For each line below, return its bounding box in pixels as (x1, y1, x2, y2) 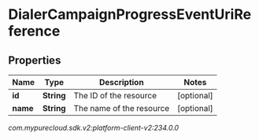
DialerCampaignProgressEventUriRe (8, 6, 252, 24)
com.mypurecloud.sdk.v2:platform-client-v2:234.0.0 (8, 123, 179, 132)
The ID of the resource (73, 90, 157, 101)
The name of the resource (73, 103, 170, 113)
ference (8, 22, 61, 40)
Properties (8, 53, 61, 67)
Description (98, 77, 144, 87)
